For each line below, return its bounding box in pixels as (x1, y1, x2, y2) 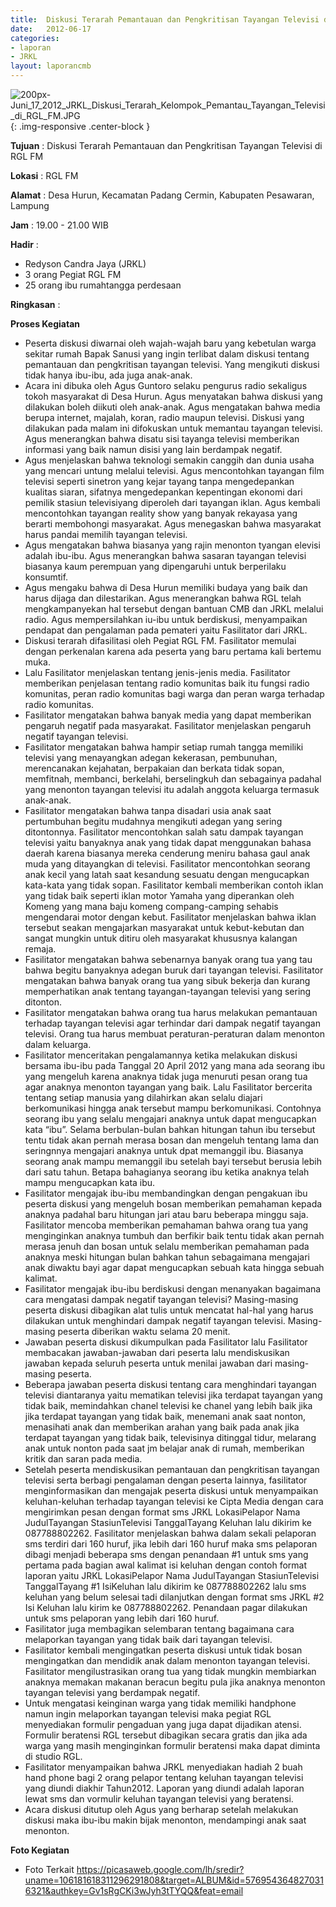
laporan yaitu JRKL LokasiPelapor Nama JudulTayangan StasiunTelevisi (24, 1570, 320, 1581)
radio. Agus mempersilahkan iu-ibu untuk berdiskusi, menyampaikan (24, 614, 308, 625)
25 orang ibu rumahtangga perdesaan (24, 279, 182, 291)
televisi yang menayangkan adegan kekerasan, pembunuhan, (24, 752, 278, 763)
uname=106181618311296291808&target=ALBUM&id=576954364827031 (24, 1874, 324, 1886)
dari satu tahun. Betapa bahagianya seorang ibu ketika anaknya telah (24, 1166, 310, 1178)
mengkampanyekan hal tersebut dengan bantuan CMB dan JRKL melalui (24, 603, 324, 615)
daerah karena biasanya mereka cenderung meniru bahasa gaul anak (24, 847, 311, 859)
